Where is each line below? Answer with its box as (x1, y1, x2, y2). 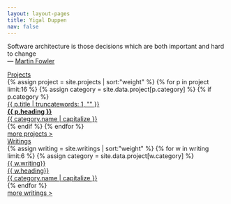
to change (7, 49, 36, 58)
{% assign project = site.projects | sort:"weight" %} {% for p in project (7, 78, 209, 86)
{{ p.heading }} (7, 107, 52, 116)
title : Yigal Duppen (7, 17, 68, 24)
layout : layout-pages (7, 10, 70, 17)
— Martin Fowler (7, 57, 55, 65)
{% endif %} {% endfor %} (7, 123, 84, 131)
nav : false (7, 23, 39, 30)
